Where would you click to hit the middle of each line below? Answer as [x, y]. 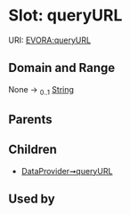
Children [32, 150]
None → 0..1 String [41, 90]
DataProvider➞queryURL [67, 171]
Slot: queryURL [65, 16]
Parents [30, 119]
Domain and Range [62, 68]
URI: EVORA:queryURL [49, 40]
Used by [32, 199]
